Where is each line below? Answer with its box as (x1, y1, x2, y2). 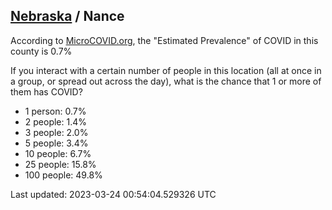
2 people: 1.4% (24, 115, 88, 128)
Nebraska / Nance (10, 8, 125, 25)
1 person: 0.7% (24, 105, 87, 117)
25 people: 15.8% (24, 158, 97, 170)
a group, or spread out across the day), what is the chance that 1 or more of (10, 75, 322, 87)
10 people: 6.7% (24, 147, 92, 159)
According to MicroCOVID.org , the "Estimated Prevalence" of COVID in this (10, 34, 319, 46)
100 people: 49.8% (24, 169, 103, 181)
